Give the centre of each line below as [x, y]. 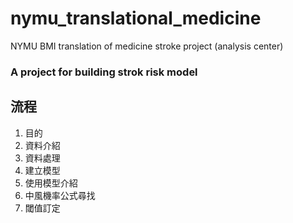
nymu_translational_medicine [136, 18]
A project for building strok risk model [104, 72]
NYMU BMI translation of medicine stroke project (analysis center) [147, 46]
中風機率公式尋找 [60, 195]
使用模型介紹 [51, 183]
